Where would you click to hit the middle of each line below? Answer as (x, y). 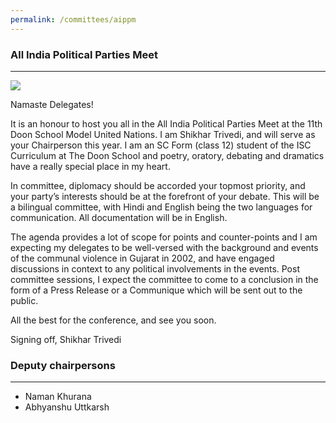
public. (24, 300)
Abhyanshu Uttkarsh (67, 407)
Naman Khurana (58, 397)
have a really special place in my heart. (90, 166)
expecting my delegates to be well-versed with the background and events (164, 247)
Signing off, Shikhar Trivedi (66, 339)
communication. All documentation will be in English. (119, 217)
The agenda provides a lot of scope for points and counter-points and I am (164, 237)
